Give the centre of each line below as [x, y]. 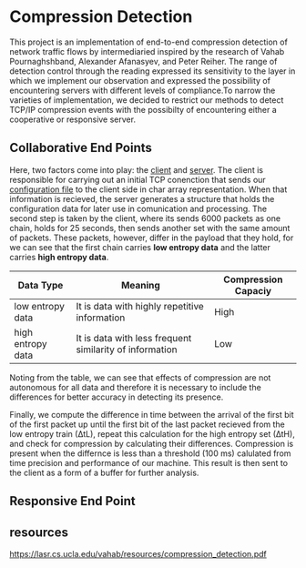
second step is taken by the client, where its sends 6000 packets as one [145, 218]
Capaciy [253, 290]
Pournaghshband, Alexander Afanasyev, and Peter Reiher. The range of [143, 61]
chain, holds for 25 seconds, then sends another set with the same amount [150, 228]
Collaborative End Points [81, 148]
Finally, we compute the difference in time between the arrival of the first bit [152, 414]
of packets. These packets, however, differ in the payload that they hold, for [152, 238]
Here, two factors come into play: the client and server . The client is [137, 169]
